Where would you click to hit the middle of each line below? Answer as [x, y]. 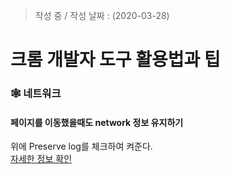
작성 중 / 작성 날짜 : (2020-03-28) [102, 15]
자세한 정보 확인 [41, 159]
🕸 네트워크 [36, 94]
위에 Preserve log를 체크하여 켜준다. [81, 146]
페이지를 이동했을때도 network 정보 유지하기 [97, 122]
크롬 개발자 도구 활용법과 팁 [115, 60]
